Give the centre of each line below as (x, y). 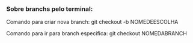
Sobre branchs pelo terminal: (50, 9)
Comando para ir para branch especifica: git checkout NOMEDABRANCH (97, 33)
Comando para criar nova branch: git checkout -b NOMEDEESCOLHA (92, 22)
